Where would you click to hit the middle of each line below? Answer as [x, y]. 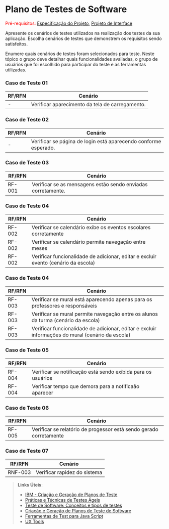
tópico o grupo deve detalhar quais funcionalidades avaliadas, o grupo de [81, 59]
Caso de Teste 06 [27, 408]
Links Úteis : [30, 485]
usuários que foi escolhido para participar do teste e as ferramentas [76, 64]
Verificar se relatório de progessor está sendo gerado [95, 429]
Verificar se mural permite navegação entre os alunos [95, 314]
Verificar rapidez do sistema [69, 472]
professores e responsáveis [64, 306]
